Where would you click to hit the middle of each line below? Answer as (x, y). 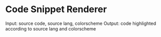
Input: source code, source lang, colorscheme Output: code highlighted (81, 23)
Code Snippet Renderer (56, 9)
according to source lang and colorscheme (51, 28)
